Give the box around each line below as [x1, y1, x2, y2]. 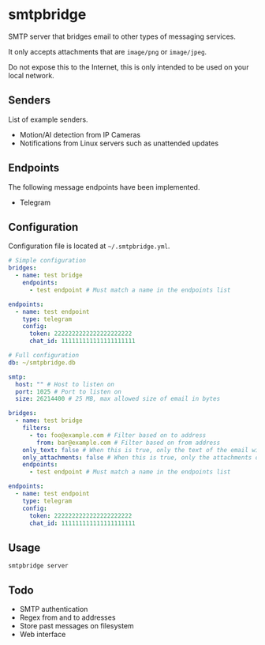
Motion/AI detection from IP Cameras [19, 130, 140, 139]
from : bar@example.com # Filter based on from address [36, 439, 221, 447]
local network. [8, 70, 55, 80]
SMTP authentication [19, 605, 88, 613]
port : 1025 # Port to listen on [15, 387, 122, 396]
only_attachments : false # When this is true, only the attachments [22, 453, 252, 462]
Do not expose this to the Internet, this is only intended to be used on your [8, 62, 249, 72]
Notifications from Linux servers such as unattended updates [19, 138, 219, 148]
